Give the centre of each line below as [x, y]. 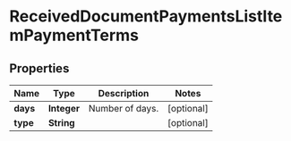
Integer [64, 108]
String [61, 123]
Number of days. [124, 108]
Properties [39, 68]
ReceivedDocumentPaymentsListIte [146, 17]
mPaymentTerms [74, 35]
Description [124, 93]
